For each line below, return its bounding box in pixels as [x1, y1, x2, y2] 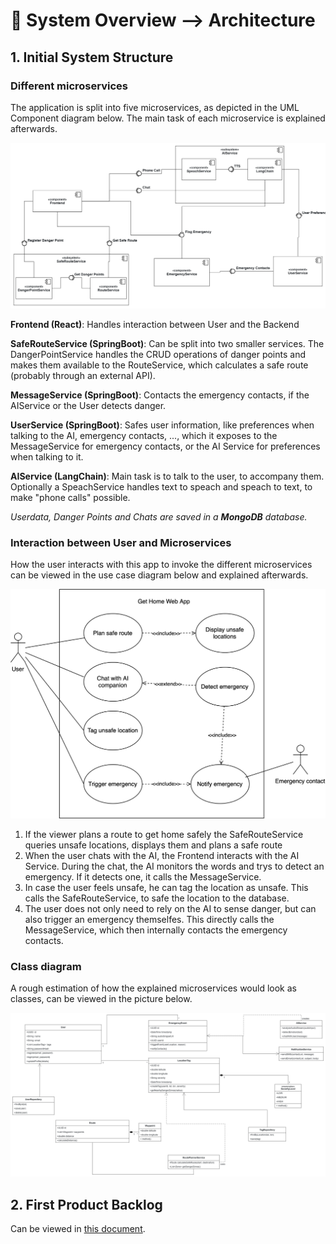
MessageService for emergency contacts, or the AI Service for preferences [10, 440, 321, 453]
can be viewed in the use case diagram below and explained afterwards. [10, 569, 309, 581]
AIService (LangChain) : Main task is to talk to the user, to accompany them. [10, 470, 325, 483]
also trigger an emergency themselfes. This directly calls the [24, 914, 275, 926]
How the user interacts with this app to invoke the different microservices [10, 559, 313, 571]
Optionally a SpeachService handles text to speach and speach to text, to [10, 481, 313, 493]
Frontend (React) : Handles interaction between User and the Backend [10, 319, 300, 331]
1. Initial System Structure [10, 49, 174, 66]
